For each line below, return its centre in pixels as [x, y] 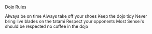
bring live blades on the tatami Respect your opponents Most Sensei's [75, 21]
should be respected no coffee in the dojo [47, 26]
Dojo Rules [16, 7]
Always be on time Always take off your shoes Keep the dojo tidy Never [76, 16]
